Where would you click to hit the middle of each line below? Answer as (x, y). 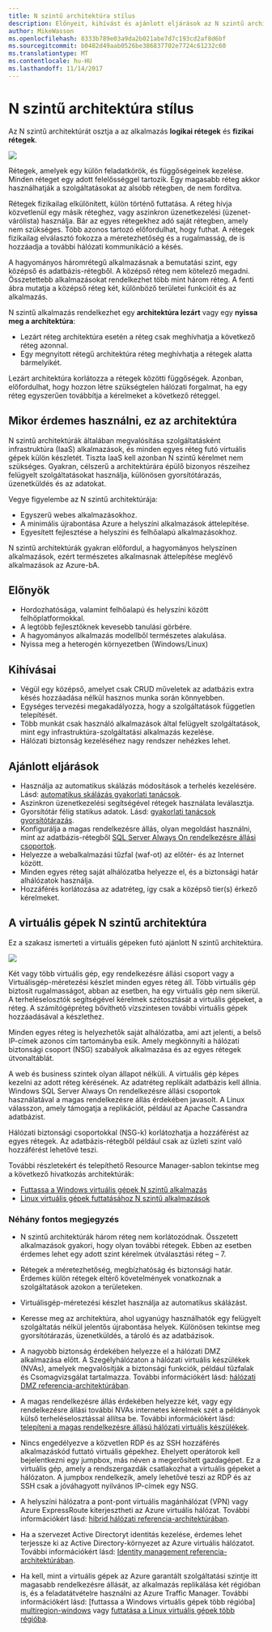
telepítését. (39, 715)
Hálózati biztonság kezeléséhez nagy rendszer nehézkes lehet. (125, 741)
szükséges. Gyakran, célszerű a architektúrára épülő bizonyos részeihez (130, 466)
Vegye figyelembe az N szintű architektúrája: (83, 499)
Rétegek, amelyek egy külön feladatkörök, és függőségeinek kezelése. (126, 170)
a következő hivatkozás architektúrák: (71, 1174)
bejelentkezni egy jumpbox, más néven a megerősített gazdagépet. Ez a (140, 1460)
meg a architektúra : (42, 321)
